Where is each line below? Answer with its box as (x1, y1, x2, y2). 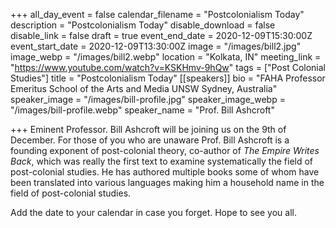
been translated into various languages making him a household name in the (10, 177, 325, 188)
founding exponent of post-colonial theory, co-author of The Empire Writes (10, 145, 320, 156)
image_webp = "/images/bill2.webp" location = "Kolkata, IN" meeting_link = (10, 51, 322, 63)
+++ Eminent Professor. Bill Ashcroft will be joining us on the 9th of (10, 124, 287, 135)
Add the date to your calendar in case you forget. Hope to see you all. (10, 207, 297, 218)
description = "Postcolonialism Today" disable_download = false (10, 19, 276, 31)
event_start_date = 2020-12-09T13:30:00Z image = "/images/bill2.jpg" (10, 40, 302, 52)
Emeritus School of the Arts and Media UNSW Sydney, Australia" (10, 83, 278, 94)
